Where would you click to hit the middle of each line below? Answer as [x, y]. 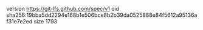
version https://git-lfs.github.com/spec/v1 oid [63, 9]
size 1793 [46, 21]
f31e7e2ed [19, 21]
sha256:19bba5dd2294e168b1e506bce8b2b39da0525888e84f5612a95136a [102, 15]
